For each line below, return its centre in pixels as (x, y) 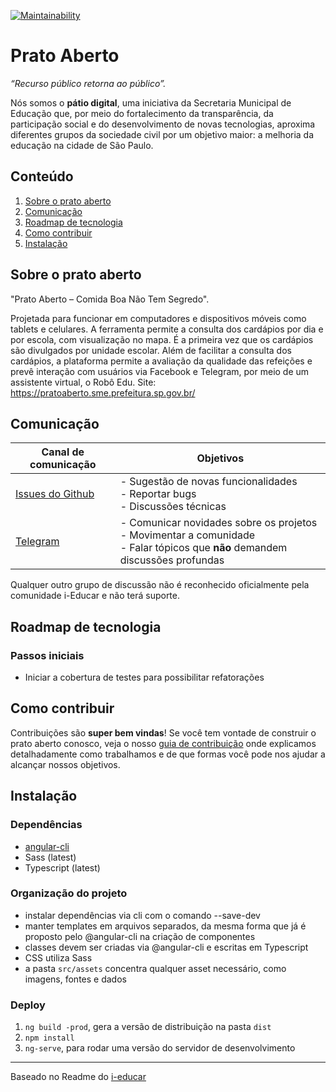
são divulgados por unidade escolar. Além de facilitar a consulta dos (151, 350)
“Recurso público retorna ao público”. (88, 83)
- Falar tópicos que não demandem (203, 548)
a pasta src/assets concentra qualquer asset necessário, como (155, 968)
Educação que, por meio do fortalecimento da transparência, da (142, 113)
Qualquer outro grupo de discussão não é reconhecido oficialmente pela (160, 585)
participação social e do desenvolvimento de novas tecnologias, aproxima (163, 124)
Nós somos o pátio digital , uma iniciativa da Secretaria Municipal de (151, 102)
